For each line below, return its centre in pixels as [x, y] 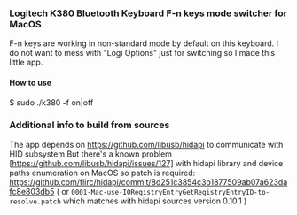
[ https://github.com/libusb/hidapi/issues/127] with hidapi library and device [146, 163]
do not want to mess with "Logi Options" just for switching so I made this [142, 53]
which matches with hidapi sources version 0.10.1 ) [155, 201]
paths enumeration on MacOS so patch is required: [102, 173]
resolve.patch [35, 202]
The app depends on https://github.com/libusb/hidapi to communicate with [146, 144]
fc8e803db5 [32, 191]
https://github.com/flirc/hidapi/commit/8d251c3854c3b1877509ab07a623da [148, 182]
